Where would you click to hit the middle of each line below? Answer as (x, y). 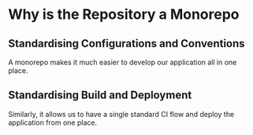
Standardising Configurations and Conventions (127, 44)
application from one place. (52, 122)
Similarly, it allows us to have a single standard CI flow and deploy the (121, 114)
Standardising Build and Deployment (100, 95)
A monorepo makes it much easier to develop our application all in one (123, 62)
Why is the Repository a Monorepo (124, 15)
